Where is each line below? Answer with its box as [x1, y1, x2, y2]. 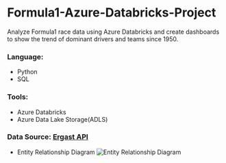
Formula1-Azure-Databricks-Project [7, 5, 216, 21]
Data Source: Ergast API [7, 132, 89, 142]
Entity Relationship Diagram [16, 148, 95, 156]
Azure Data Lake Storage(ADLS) [16, 115, 108, 123]
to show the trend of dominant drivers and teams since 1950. [7, 34, 179, 43]
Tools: [7, 92, 29, 102]
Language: [7, 52, 44, 61]
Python [16, 67, 38, 76]
